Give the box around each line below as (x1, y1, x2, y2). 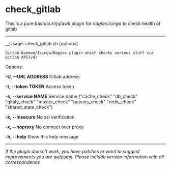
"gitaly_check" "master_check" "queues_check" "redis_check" (5, 98, 136, 105)
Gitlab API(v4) (5, 54, 38, 60)
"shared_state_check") (5, 104, 53, 110)
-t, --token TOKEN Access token (5, 83, 75, 90)
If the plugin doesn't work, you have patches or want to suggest (5, 148, 140, 154)
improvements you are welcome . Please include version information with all (5, 154, 164, 160)
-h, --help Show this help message (5, 133, 79, 139)
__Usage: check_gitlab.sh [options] (5, 40, 78, 46)
